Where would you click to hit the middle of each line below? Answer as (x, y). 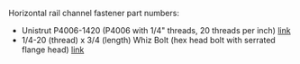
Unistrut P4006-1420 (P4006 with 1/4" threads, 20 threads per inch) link (156, 30)
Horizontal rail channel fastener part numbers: (94, 13)
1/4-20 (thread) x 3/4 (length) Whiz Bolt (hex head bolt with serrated (148, 40)
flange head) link (53, 50)
